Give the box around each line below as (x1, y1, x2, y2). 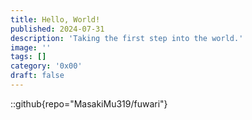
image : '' (10, 42, 52, 53)
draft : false (10, 71, 65, 81)
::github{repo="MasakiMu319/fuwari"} (10, 97, 168, 110)
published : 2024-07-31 (10, 24, 105, 34)
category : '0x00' (10, 61, 83, 71)
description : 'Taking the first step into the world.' (10, 33, 244, 43)
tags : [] (10, 52, 47, 62)
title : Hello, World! (10, 14, 101, 25)
